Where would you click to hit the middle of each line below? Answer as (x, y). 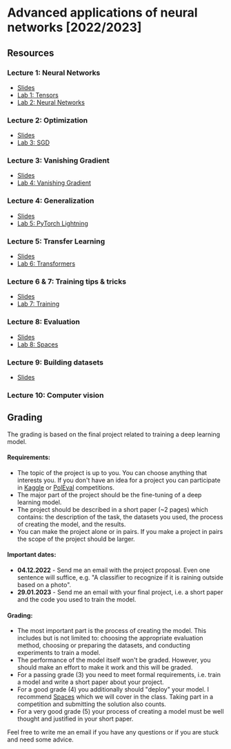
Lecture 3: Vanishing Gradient (58, 160)
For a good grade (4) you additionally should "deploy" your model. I (113, 690)
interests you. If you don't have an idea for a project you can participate (119, 480)
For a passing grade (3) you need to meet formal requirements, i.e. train (119, 675)
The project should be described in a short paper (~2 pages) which (112, 509)
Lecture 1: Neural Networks (54, 73)
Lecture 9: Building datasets (55, 362)
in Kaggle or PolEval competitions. (66, 487)
